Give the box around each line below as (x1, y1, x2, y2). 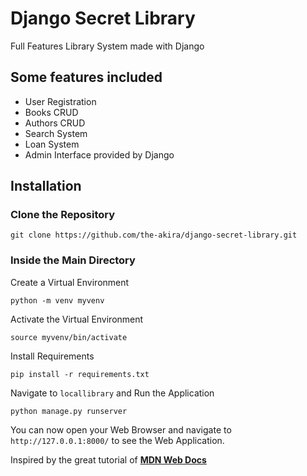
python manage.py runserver (10, 406, 128, 416)
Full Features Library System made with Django (10, 40, 205, 52)
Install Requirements (10, 350, 95, 362)
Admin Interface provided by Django (24, 148, 175, 161)
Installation (10, 178, 82, 195)
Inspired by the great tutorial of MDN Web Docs (10, 453, 207, 466)
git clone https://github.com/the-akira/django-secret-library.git (10, 230, 298, 241)
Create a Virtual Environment (10, 276, 130, 288)
